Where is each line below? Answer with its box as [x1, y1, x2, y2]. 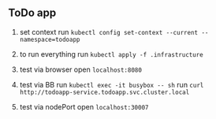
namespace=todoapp [19, 35, 80, 43]
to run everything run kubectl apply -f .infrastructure [19, 49, 203, 58]
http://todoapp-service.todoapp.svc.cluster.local [19, 88, 190, 96]
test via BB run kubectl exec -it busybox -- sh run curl [19, 80, 204, 89]
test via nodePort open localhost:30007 [19, 102, 149, 111]
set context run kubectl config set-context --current [19, 27, 199, 36]
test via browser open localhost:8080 [19, 65, 142, 74]
